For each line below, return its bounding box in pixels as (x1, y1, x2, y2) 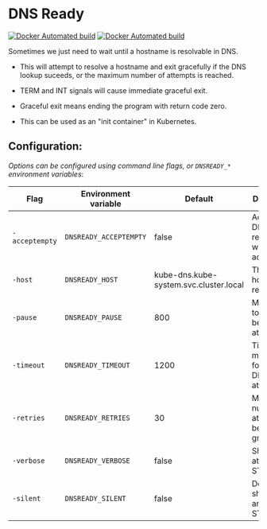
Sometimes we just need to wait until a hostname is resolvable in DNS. (8, 46, 238, 56)
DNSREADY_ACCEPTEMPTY (64, 232, 147, 241)
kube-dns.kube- (153, 269, 219, 280)
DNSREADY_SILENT (64, 494, 126, 503)
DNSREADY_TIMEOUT (64, 360, 130, 370)
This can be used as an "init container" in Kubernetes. (19, 116, 197, 126)
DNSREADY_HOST (64, 275, 118, 284)
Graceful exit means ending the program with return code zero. (19, 101, 227, 111)
